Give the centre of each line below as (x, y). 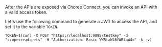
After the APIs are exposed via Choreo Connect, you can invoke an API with (81, 7)
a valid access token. (26, 12)
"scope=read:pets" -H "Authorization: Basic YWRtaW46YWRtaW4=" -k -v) (79, 40)
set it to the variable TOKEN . (32, 27)
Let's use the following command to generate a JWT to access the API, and (81, 22)
